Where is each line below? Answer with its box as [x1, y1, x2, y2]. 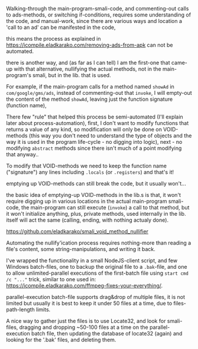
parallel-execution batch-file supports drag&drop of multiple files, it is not [6, 294, 185, 300]
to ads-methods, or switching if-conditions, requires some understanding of [6, 11, 191, 18]
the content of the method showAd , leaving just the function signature [6, 96, 173, 103]
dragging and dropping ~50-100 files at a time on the [19, 324, 149, 331]
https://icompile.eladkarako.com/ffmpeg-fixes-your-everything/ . [6, 282, 163, 289]
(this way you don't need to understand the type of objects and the [28, 132, 192, 139]
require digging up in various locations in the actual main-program [6, 197, 167, 205]
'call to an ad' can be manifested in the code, [6, 24, 116, 31]
